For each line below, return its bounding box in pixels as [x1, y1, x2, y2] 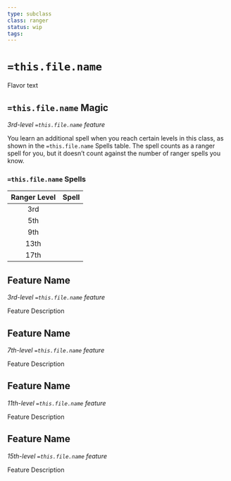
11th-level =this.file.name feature [7, 398, 106, 407]
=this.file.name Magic [7, 102, 109, 114]
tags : [7, 30, 23, 37]
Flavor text [7, 81, 39, 90]
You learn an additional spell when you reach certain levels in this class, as [7, 134, 224, 142]
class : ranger [7, 17, 49, 24]
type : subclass [7, 10, 52, 18]
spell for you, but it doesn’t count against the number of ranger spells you [7, 149, 221, 158]
